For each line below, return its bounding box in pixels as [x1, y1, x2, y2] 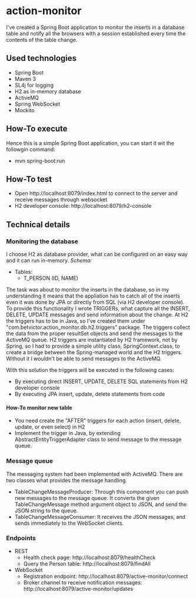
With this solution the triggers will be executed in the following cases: [6, 367, 175, 374]
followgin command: [6, 146, 56, 153]
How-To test [6, 174, 52, 184]
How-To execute [6, 124, 68, 134]
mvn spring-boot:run [14, 157, 65, 164]
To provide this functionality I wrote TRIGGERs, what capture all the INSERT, [6, 305, 190, 312]
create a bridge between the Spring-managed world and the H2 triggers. [6, 349, 182, 356]
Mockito [14, 106, 35, 113]
